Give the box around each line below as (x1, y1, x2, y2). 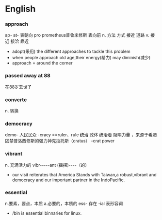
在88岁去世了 (5, 84, 32, 90)
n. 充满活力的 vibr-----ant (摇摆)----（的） (5, 162, 90, 168)
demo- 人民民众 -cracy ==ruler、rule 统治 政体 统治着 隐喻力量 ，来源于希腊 (5, 132, 157, 138)
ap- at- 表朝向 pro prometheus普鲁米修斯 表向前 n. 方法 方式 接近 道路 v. (5, 32, 149, 38)
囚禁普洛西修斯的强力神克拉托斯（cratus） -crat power (5, 138, 115, 144)
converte (5, 96, 27, 103)
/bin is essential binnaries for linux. (12, 210, 82, 216)
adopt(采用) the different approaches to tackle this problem (12, 48, 131, 54)
